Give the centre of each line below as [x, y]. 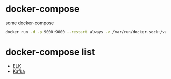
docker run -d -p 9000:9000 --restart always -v [58, 32]
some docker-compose [30, 23]
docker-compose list [50, 52]
